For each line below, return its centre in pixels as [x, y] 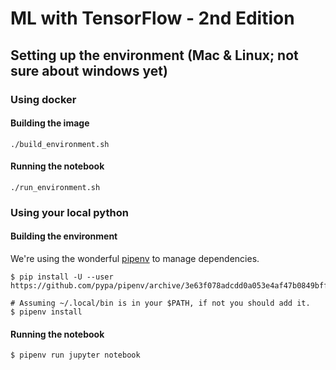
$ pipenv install [46, 312]
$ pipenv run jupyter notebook [75, 355]
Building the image [50, 123]
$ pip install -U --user [62, 277]
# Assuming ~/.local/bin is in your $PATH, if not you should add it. [160, 303]
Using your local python [69, 212]
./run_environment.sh [55, 187]
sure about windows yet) [89, 70]
